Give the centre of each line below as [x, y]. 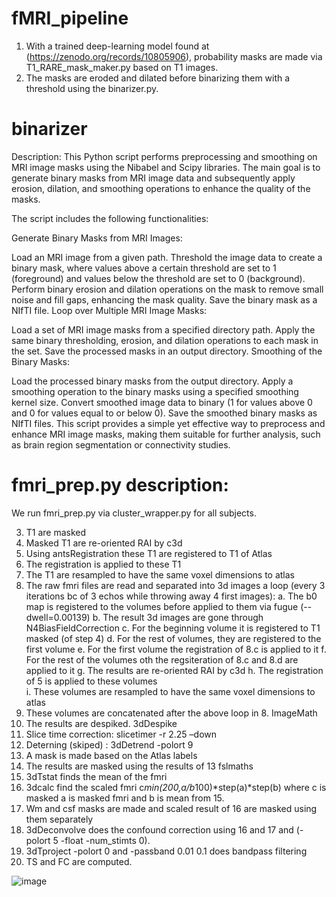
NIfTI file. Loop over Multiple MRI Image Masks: [109, 310]
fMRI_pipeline [70, 18]
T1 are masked [56, 532]
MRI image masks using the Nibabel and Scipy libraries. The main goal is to [166, 167]
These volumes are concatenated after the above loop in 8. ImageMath [171, 713]
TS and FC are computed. [79, 861]
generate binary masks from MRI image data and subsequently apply [153, 178]
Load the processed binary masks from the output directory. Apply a [152, 381]
